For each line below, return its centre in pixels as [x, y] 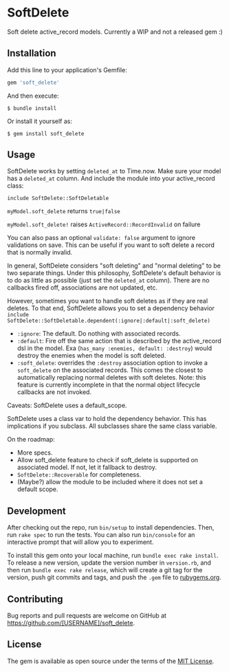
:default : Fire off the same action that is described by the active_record [119, 341]
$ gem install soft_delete [46, 133]
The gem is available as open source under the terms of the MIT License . [111, 661]
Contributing [35, 599]
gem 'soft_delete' [33, 83]
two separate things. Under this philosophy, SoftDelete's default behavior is [114, 273]
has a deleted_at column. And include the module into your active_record [111, 178]
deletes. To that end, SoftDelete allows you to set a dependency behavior [111, 308]
